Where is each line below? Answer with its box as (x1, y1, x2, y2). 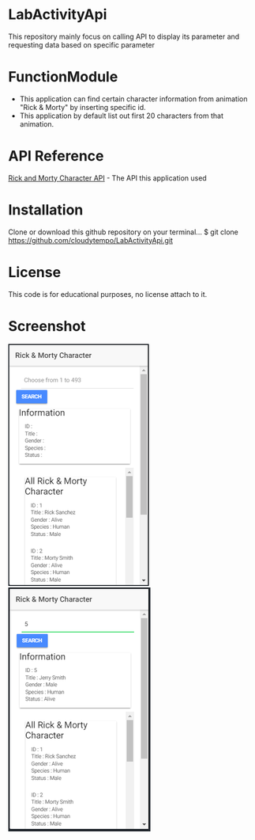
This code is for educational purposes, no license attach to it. (8, 289, 208, 298)
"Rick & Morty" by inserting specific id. (19, 102, 146, 112)
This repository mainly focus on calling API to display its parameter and (8, 32, 240, 41)
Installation (8, 201, 84, 219)
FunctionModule (8, 68, 118, 86)
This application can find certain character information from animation (19, 93, 248, 104)
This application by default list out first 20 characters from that (19, 111, 223, 120)
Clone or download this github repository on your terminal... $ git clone (8, 227, 239, 237)
